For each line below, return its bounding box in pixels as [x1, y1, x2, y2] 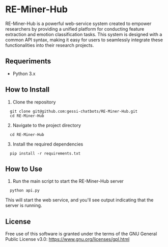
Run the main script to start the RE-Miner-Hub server [12, 178, 124, 184]
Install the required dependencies [12, 141, 83, 147]
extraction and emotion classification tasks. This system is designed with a [5, 31, 162, 37]
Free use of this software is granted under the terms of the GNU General [5, 231, 157, 237]
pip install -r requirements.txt [10, 151, 81, 156]
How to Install [5, 85, 50, 94]
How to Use [5, 164, 43, 173]
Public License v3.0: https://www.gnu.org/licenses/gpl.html [5, 236, 130, 242]
